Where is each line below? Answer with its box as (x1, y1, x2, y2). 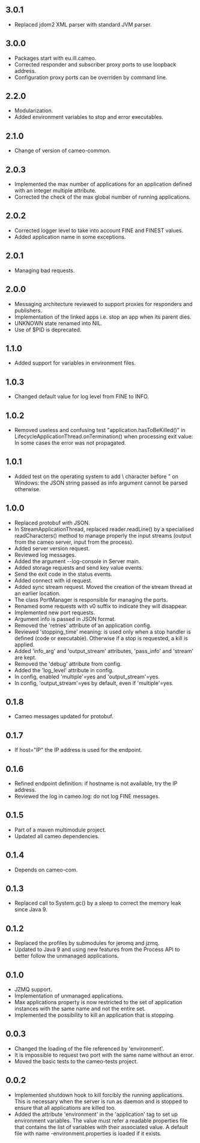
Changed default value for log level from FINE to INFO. (14, 393, 150, 400)
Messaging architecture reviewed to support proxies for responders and (14, 300, 193, 307)
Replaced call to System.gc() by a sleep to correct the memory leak (14, 899, 181, 907)
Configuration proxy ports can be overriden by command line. (14, 74, 168, 81)
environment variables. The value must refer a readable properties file (14, 1116, 187, 1124)
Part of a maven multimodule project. (14, 826, 106, 833)
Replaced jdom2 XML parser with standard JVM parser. (14, 21, 152, 28)
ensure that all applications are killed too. (14, 1104, 117, 1111)
